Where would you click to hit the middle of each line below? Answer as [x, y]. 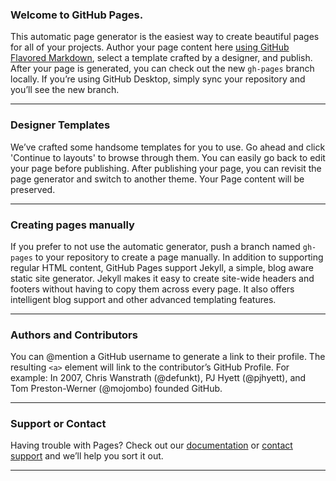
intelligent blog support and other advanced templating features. [143, 299]
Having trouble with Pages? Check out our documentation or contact [151, 445]
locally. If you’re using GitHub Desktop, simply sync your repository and [158, 79]
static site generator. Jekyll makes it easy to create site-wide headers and [162, 278]
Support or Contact [58, 424]
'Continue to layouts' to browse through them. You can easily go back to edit [168, 157]
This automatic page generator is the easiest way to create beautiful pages [165, 37]
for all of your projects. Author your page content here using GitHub [150, 47]
